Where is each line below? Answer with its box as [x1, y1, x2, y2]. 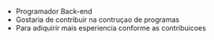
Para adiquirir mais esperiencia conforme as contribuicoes [15, 24, 207, 32]
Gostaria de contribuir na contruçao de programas [15, 15, 180, 24]
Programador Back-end [15, 7, 92, 16]
